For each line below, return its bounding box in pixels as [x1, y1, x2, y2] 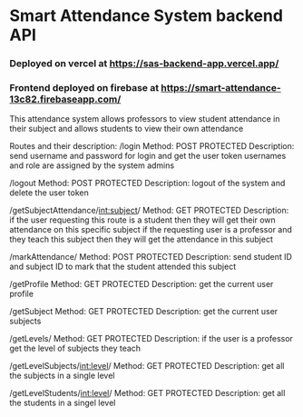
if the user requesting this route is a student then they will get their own [9, 214, 277, 225]
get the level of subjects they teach [9, 343, 142, 354]
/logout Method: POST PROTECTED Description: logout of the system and [9, 178, 286, 189]
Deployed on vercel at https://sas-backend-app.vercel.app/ [9, 57, 279, 70]
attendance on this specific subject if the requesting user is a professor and [9, 224, 293, 235]
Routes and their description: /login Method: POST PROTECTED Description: [9, 141, 295, 152]
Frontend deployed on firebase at [9, 82, 160, 94]
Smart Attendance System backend [9, 5, 284, 26]
